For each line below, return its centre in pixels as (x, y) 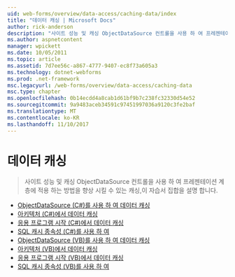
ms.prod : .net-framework (43, 79)
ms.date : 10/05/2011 (37, 53)
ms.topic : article (34, 59)
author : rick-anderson (40, 27)
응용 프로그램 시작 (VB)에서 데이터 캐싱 (70, 258)
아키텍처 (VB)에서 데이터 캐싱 (57, 249)
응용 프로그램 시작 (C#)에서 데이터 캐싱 (70, 223)
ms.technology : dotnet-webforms (54, 72)
